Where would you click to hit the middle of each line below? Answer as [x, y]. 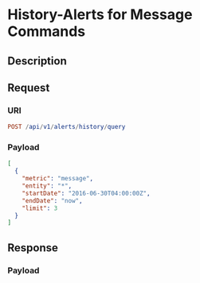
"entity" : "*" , [47, 186]
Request [29, 88]
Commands [47, 31]
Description [37, 61]
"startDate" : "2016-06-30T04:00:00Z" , [86, 193]
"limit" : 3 [40, 208]
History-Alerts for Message [100, 15]
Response [33, 248]
